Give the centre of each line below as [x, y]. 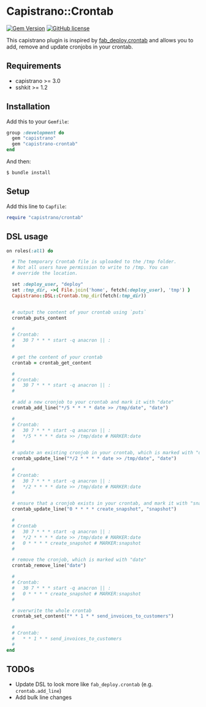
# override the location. [45, 273]
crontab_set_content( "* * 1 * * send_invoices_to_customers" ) [93, 616]
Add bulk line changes [44, 697]
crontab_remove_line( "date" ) [49, 566]
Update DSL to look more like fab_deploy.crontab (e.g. [84, 684]
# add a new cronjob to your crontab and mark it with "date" [93, 402]
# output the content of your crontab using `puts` [79, 312]
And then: [19, 161]
